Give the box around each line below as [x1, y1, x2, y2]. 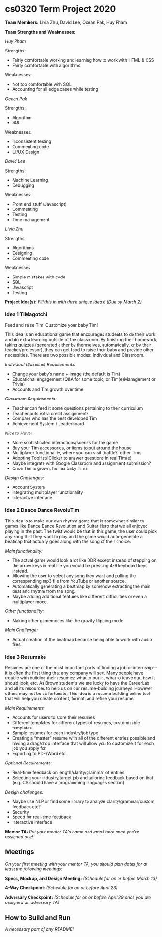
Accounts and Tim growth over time [12, 386, 84, 392]
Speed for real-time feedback [12, 814, 71, 820]
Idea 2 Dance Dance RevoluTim [5, 507, 80, 514]
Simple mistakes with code [12, 274, 66, 280]
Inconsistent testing [12, 139, 52, 144]
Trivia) [12, 382, 25, 387]
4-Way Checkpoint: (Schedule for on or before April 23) [5, 885, 118, 890]
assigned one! [5, 833, 33, 839]
